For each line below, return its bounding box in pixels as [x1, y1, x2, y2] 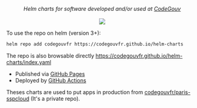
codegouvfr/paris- [144, 88, 191, 96]
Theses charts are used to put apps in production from [6, 88, 143, 96]
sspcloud [6, 95, 29, 102]
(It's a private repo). [30, 95, 80, 102]
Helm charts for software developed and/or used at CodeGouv [23, 5, 181, 12]
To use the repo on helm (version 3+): [6, 30, 102, 36]
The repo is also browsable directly [6, 52, 94, 59]
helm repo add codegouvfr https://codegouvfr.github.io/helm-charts [6, 41, 184, 47]
